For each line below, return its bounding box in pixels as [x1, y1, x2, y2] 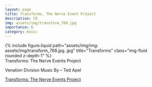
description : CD [5, 16, 38, 21]
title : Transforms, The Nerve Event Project [5, 12, 96, 16]
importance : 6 [5, 25, 34, 30]
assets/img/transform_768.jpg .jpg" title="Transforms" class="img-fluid [5, 48, 147, 53]
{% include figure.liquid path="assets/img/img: [5, 43, 98, 48]
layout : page [5, 7, 31, 12]
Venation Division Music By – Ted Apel [5, 67, 81, 73]
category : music [5, 29, 38, 34]
